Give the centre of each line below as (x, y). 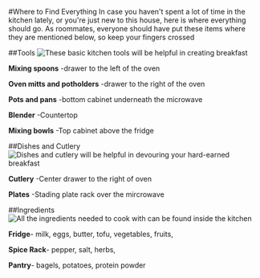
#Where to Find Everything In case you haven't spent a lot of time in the (127, 12)
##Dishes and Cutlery (45, 146)
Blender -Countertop (43, 115)
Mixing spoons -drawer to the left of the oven (84, 68)
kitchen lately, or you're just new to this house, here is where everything (127, 20)
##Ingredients (31, 210)
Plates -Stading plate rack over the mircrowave (86, 194)
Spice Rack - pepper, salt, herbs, (62, 249)
